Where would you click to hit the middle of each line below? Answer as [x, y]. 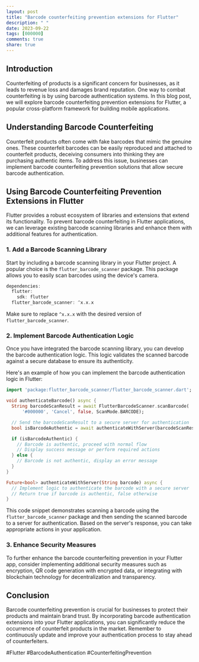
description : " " [28, 23]
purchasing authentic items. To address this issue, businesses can [87, 160]
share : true [21, 45]
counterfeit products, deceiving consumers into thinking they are [85, 154]
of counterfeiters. [28, 641]
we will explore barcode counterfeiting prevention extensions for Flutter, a [96, 102]
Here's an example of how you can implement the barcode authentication [96, 373]
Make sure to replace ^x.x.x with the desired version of [74, 314]
